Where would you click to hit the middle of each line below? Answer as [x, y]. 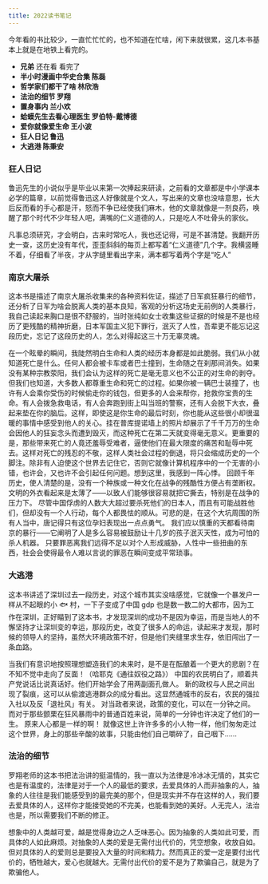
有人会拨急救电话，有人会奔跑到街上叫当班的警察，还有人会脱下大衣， [137, 403]
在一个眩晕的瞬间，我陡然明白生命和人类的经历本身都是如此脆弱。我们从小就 [134, 353]
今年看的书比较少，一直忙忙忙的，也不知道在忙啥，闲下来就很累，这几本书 [130, 39]
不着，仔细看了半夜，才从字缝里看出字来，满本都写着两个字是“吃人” [120, 254]
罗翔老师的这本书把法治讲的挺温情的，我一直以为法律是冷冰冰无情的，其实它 [134, 775]
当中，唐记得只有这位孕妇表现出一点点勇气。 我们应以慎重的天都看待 [135, 523]
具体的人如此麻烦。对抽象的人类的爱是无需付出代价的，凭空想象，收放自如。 [134, 842]
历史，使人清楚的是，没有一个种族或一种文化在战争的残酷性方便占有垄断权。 [134, 483]
